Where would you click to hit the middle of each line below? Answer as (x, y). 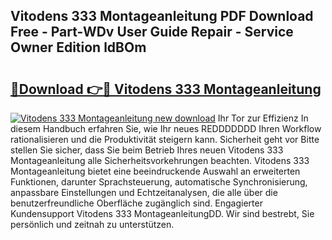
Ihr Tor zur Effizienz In (263, 118)
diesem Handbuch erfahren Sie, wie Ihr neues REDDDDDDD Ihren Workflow (166, 128)
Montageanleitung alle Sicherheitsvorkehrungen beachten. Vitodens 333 (160, 160)
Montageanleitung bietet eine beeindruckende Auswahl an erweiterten (155, 171)
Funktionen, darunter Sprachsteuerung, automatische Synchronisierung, (159, 182)
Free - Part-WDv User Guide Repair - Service (152, 32)
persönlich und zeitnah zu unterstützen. (92, 224)
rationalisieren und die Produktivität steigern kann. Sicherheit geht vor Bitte (165, 139)
